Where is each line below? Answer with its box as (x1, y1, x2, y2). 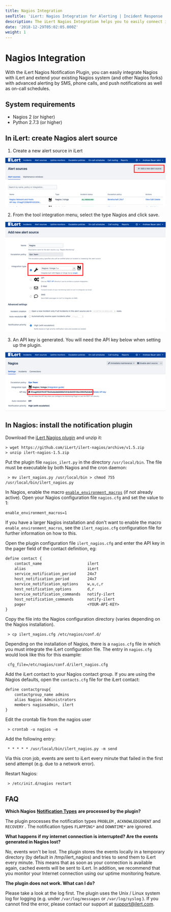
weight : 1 (5, 30, 26, 35)
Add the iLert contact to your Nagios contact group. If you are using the (5, 671, 155, 677)
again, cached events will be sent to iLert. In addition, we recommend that (5, 865, 160, 871)
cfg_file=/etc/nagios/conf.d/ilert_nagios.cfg (7, 662, 108, 667)
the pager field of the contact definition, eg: (5, 545, 97, 551)
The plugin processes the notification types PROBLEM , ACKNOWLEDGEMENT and (5, 818, 161, 824)
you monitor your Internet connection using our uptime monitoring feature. (5, 870, 161, 877)
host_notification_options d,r (14, 587, 95, 592)
